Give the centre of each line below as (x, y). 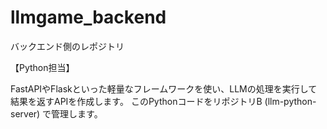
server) (25, 113)
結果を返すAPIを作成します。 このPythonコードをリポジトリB (136, 101)
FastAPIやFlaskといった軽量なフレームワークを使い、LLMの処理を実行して (164, 88)
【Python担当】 (42, 67)
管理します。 (77, 113)
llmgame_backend (88, 17)
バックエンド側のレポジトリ (67, 46)
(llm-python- (290, 101)
